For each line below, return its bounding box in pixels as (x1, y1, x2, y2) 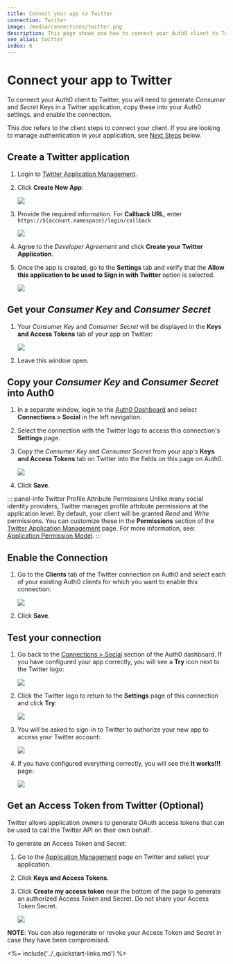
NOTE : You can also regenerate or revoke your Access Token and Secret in (7, 928, 222, 936)
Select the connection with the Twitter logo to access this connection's (17, 426, 221, 435)
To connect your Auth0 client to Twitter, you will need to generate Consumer (7, 95, 225, 104)
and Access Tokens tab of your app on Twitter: (17, 330, 153, 338)
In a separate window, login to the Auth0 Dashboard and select (17, 405, 198, 414)
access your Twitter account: (17, 733, 101, 741)
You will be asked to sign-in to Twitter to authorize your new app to (17, 725, 209, 734)
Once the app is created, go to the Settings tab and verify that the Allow (17, 263, 225, 271)
